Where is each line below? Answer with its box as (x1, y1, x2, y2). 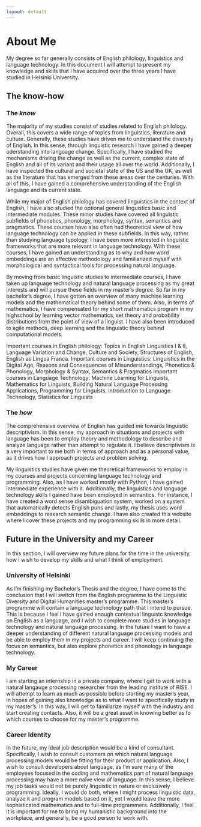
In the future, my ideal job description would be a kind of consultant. (6, 744, 175, 751)
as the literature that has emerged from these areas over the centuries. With (6, 173, 194, 181)
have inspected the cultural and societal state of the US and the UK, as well (6, 167, 193, 175)
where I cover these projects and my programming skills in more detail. (6, 517, 182, 524)
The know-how (6, 91, 64, 101)
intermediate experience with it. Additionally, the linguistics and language (6, 484, 187, 492)
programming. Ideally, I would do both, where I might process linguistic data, (6, 789, 196, 796)
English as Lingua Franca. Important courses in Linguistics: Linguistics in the (6, 355, 195, 362)
